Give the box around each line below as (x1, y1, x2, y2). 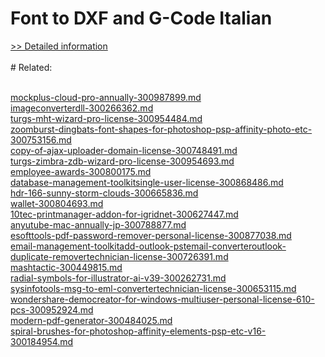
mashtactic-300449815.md (10, 261, 123, 273)
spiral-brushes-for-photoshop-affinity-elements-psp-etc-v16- (10, 325, 267, 337)
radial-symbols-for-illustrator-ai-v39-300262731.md (10, 272, 227, 284)
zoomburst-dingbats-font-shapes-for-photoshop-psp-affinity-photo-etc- (10, 123, 313, 135)
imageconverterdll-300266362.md (10, 102, 154, 114)
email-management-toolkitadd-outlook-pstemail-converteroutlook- (10, 240, 287, 252)
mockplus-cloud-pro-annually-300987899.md (10, 91, 202, 103)
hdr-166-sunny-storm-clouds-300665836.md (10, 187, 199, 199)
